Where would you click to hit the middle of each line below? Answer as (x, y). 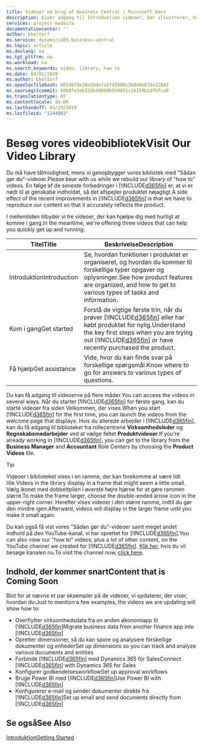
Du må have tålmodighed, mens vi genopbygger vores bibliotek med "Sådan (101, 173)
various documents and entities (54, 653)
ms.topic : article (29, 46)
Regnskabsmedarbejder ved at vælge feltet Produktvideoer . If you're (93, 434)
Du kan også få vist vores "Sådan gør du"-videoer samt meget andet (92, 527)
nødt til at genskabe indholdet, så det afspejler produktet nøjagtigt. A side (97, 192)
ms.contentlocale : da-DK (37, 102)
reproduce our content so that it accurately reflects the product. (86, 205)
